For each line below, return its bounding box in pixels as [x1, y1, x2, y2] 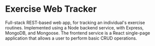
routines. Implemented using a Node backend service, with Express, [5, 24, 144, 30]
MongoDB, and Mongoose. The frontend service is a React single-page [5, 30, 151, 36]
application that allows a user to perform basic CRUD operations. [5, 35, 137, 41]
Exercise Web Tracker [5, 3, 97, 15]
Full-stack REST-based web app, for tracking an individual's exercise [5, 20, 145, 25]
